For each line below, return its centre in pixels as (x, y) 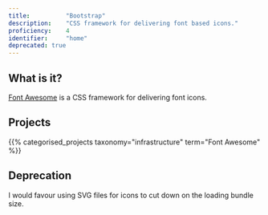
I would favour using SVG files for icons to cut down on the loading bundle (131, 195)
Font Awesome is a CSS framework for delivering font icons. (108, 97)
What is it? (35, 78)
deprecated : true (37, 46)
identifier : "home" (48, 38)
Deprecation (40, 176)
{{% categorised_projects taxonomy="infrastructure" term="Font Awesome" (134, 142)
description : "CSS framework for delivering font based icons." (124, 23)
